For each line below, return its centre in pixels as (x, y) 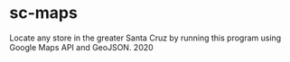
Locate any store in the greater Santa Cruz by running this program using (145, 38)
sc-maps (44, 13)
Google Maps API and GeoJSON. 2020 (81, 47)
